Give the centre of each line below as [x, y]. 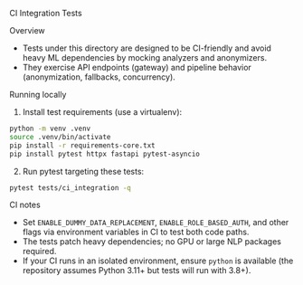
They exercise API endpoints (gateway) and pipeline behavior [137, 67]
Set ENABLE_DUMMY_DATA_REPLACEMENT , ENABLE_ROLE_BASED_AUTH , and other [156, 223]
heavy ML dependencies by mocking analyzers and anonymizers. [145, 57]
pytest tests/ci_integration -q [70, 188]
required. [39, 252]
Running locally [38, 95]
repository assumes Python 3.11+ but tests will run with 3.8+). [137, 271]
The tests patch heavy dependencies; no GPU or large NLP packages [152, 242]
